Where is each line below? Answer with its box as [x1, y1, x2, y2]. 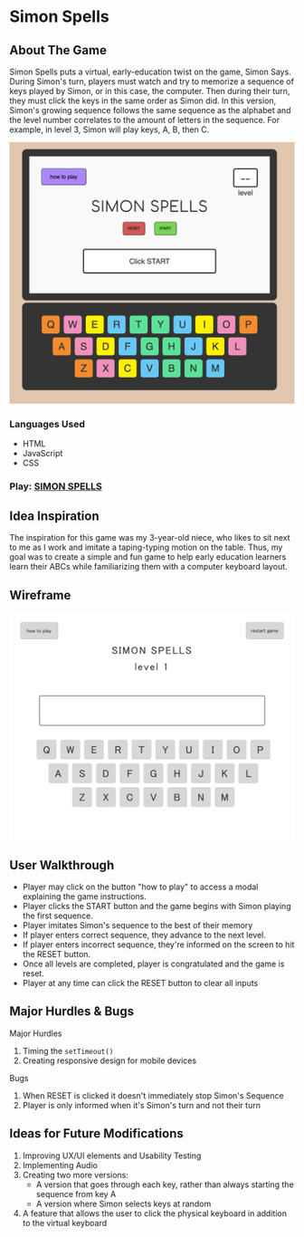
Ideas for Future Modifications [9, 1126, 184, 1142]
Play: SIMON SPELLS [9, 480, 102, 493]
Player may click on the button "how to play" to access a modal [22, 881, 259, 892]
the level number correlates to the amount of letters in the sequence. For [9, 115, 280, 125]
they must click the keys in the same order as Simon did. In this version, [9, 95, 277, 106]
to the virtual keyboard [22, 1217, 108, 1228]
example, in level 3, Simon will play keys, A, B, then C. [9, 124, 210, 135]
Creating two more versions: [22, 1169, 129, 1180]
